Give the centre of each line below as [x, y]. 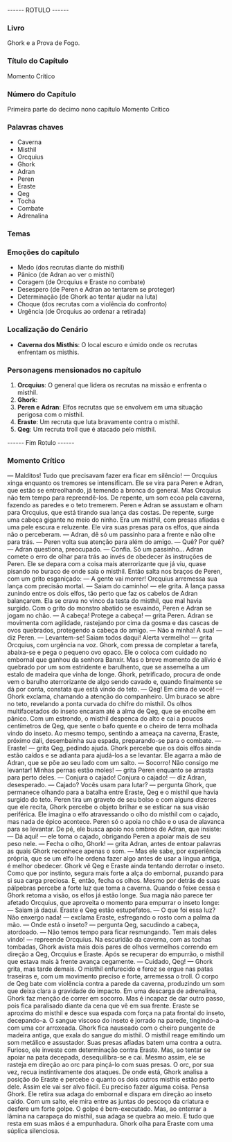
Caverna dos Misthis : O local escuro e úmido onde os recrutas [107, 344]
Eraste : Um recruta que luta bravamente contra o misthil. [98, 422]
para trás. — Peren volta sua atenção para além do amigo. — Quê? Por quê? [116, 542]
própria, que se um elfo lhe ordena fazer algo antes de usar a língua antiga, [114, 859]
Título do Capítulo [38, 61]
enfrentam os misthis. [48, 352]
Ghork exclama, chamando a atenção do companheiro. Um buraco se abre [114, 696]
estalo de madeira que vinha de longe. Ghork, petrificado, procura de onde [114, 674]
